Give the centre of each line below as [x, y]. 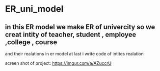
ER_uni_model [34, 9]
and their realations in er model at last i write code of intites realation [74, 54]
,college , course [31, 42]
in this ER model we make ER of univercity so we [80, 27]
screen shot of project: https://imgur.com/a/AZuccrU [58, 63]
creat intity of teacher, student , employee [71, 34]
